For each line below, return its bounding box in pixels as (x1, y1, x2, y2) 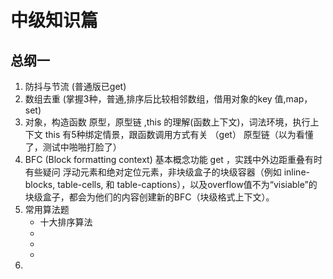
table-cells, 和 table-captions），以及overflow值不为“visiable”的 (57, 179, 318, 190)
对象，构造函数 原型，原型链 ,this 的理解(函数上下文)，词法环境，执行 (24, 116, 311, 128)
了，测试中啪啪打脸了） (24, 141, 122, 153)
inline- (283, 166, 310, 178)
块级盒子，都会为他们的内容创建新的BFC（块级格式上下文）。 (24, 191, 275, 203)
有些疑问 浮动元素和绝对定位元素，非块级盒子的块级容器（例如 (24, 166, 282, 178)
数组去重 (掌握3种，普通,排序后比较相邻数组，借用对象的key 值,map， (24, 93, 313, 105)
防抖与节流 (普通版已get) (24, 81, 127, 92)
